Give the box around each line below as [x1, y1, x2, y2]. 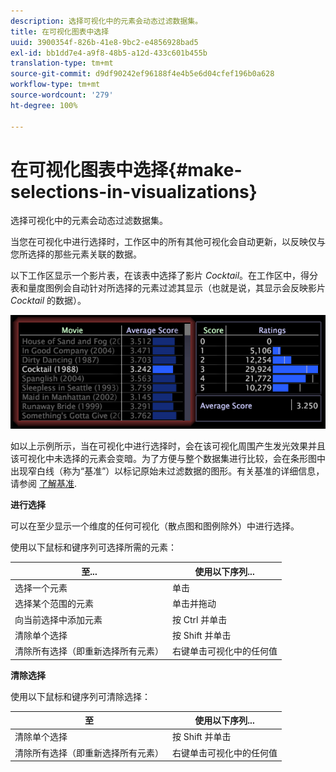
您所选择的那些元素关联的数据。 [10, 248, 142, 260]
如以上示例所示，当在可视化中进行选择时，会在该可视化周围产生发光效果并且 [10, 440, 326, 452]
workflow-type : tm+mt [10, 80, 101, 90]
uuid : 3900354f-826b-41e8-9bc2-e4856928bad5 [10, 37, 199, 47]
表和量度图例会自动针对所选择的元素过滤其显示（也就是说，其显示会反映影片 [10, 282, 326, 294]
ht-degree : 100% [10, 100, 78, 110]
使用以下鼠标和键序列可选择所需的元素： [10, 541, 177, 554]
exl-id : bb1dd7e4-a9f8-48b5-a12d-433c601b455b [10, 48, 208, 58]
